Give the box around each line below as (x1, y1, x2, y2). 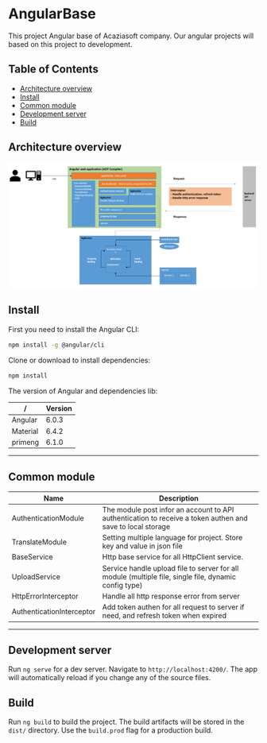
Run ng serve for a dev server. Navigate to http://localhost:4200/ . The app (8, 664, 258, 674)
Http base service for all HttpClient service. (102, 552, 244, 562)
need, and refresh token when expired (102, 611, 227, 621)
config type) (102, 580, 143, 590)
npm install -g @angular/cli (8, 341, 105, 349)
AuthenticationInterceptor (11, 606, 96, 616)
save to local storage (102, 521, 171, 531)
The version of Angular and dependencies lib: (8, 386, 158, 396)
